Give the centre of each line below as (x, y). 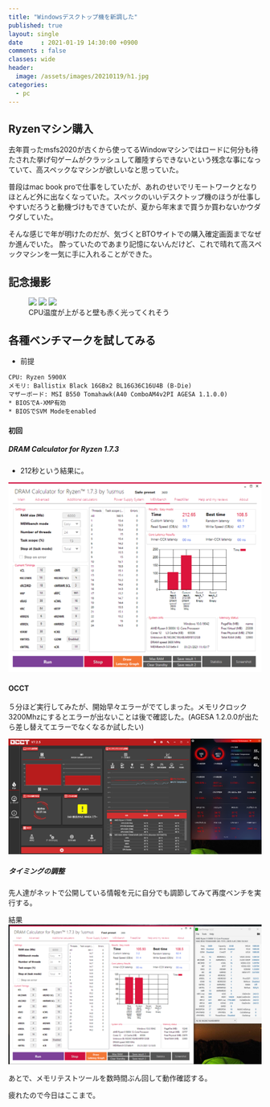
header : (21, 68)
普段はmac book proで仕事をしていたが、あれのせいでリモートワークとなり (133, 187)
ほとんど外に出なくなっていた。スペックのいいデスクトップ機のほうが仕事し (135, 197)
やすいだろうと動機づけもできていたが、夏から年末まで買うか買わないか (128, 207)
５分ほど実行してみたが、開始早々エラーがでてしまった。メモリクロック (128, 707)
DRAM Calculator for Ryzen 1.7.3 (64, 449)
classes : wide (32, 59)
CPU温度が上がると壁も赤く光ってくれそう (99, 313)
